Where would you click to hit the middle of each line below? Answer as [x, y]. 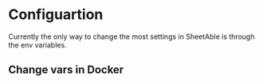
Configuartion [56, 15]
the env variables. [37, 44]
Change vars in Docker [66, 70]
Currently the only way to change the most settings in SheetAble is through [131, 36]
